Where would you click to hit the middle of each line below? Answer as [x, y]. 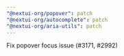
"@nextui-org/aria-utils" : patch [54, 26]
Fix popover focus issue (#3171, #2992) [62, 46]
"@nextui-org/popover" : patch [50, 13]
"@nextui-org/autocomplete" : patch [57, 20]
